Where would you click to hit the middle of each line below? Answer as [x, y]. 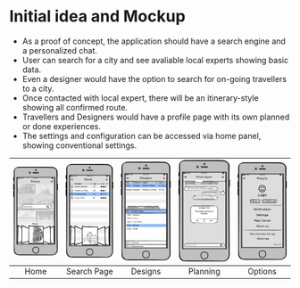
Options [262, 272]
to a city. [38, 88]
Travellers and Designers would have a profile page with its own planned [156, 117]
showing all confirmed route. [75, 107]
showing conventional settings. [79, 145]
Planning [204, 272]
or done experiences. [61, 126]
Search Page [89, 272]
